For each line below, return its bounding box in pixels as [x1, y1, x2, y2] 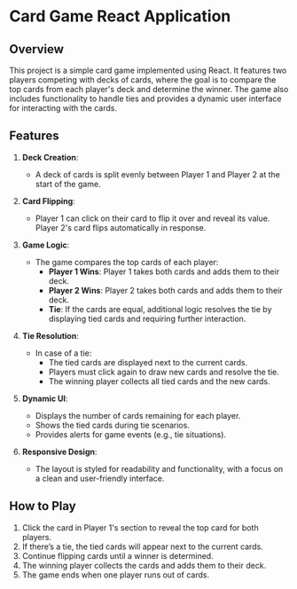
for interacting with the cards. [9, 103, 118, 113]
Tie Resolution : [21, 330, 80, 341]
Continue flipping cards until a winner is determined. [21, 550, 215, 561]
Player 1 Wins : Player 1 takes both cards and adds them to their [48, 266, 280, 277]
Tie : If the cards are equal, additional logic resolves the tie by [48, 303, 272, 314]
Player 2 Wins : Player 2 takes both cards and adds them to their [48, 285, 283, 295]
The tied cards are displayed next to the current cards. [48, 357, 248, 367]
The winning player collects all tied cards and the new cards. [48, 375, 270, 387]
